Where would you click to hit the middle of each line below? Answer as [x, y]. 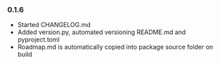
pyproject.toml [38, 40]
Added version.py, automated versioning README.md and [102, 32]
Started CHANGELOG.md [54, 25]
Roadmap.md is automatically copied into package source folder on [115, 47]
